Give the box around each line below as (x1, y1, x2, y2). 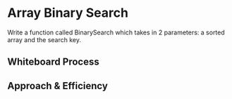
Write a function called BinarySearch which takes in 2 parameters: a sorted (7, 28, 226, 37)
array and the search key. (7, 35, 82, 44)
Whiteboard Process (7, 56, 100, 68)
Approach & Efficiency (7, 79, 108, 92)
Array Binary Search (7, 5, 129, 21)
